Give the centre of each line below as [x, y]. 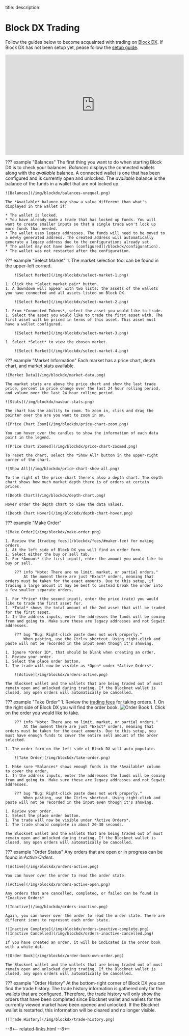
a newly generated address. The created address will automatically [79, 237]
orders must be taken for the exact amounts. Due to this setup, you [81, 731]
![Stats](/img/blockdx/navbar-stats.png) [50, 402]
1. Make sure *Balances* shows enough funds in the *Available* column [83, 767]
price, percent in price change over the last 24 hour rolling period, [83, 388]
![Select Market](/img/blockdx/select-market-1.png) [72, 275]
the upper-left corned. [29, 266]
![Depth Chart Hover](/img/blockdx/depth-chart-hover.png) [69, 513]
